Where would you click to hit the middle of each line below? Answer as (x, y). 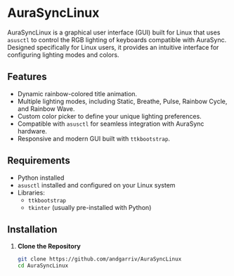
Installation (32, 229)
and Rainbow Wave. (46, 109)
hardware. (32, 131)
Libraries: (31, 192)
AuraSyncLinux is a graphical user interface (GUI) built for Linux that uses (114, 32)
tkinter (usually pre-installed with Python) (90, 207)
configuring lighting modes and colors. (63, 55)
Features (27, 77)
